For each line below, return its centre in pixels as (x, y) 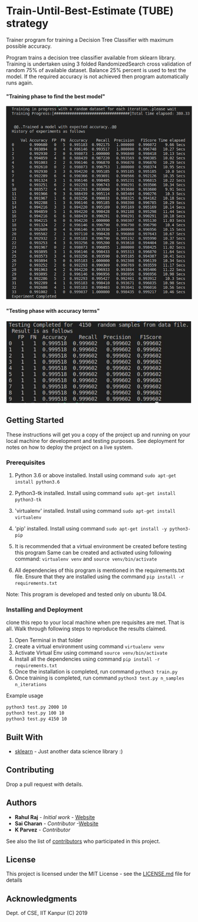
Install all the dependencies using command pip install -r (87, 659)
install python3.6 (37, 482)
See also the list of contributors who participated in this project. (83, 841)
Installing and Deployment (44, 609)
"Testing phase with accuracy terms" (53, 310)
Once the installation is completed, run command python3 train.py (96, 672)
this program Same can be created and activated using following (93, 552)
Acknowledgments (42, 899)
